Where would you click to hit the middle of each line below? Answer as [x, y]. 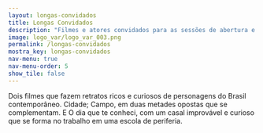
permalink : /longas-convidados [59, 45]
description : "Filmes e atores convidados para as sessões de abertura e [132, 30]
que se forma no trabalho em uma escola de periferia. [95, 120]
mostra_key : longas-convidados [59, 52]
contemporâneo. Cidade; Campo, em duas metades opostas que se [118, 104]
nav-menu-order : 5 [38, 66]
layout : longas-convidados [52, 15]
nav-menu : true [33, 59]
